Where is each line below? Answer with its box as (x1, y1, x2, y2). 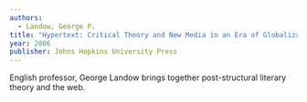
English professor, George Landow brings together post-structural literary (9, 72, 287, 83)
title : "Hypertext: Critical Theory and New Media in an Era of (9, 30, 259, 39)
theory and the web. (9, 82, 86, 93)
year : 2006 (9, 38, 51, 48)
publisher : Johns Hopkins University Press (9, 47, 178, 56)
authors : (9, 13, 43, 23)
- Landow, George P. (17, 22, 96, 31)
